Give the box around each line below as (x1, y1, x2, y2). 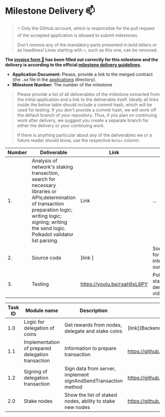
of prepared (24, 345, 52, 352)
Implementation (24, 338, 60, 345)
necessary (31, 182, 56, 189)
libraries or (31, 188, 57, 195)
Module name (25, 307, 58, 314)
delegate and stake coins (64, 328, 123, 334)
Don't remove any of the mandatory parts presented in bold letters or (17, 42, 157, 48)
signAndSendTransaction (64, 377, 123, 384)
